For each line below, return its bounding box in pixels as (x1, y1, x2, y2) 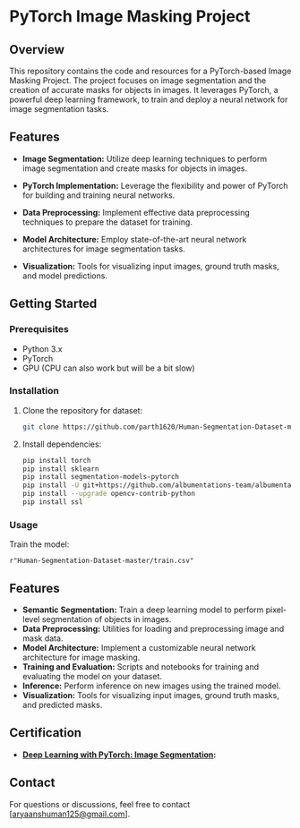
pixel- (265, 604, 287, 615)
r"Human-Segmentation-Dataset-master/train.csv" (9, 557, 194, 566)
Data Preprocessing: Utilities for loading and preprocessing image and (21, 624, 285, 635)
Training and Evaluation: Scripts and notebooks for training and (21, 662, 260, 672)
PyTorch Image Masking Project (9, 6, 251, 27)
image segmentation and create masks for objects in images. (21, 163, 248, 174)
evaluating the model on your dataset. (21, 671, 163, 682)
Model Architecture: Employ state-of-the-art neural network (21, 234, 247, 244)
